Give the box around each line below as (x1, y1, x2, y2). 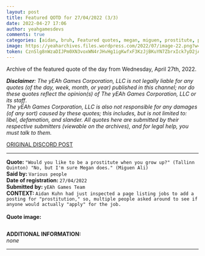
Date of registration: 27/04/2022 (6, 176, 87, 183)
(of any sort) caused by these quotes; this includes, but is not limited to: (6, 109, 187, 116)
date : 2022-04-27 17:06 (6, 20, 67, 26)
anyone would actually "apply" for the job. (6, 201, 121, 207)
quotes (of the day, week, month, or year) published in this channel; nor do (6, 84, 195, 91)
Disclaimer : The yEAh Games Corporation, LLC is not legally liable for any (6, 77, 193, 84)
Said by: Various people (6, 170, 67, 177)
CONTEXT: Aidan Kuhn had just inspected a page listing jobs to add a (6, 190, 194, 197)
